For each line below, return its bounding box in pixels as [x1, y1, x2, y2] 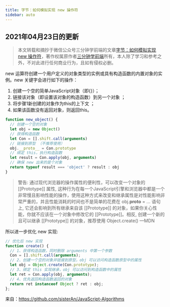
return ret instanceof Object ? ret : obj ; [10, 281, 103, 287]
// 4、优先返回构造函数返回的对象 [10, 276, 72, 281]
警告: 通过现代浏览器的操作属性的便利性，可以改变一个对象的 [17, 179, 146, 185]
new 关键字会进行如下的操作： [14, 77, 78, 83]
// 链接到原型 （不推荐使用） [10, 141, 65, 146]
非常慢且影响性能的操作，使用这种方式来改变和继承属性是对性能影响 [17, 192, 161, 198]
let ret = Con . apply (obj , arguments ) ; [10, 272, 93, 277]
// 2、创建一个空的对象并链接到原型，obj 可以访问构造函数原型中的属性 [10, 257, 142, 263]
